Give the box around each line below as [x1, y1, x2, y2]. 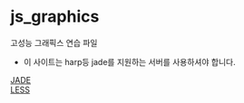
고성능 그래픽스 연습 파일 [10, 37, 98, 48]
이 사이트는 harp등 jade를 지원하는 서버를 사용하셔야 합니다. [23, 56, 236, 67]
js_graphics [10, 6, 100, 27]
